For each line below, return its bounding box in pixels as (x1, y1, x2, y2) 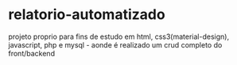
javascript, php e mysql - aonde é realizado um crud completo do (8, 40, 223, 49)
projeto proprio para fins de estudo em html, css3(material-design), (8, 32, 229, 41)
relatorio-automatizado (8, 6, 165, 24)
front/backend (8, 48, 56, 58)
